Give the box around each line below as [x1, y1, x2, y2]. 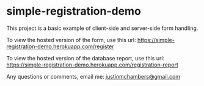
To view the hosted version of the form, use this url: [6, 36, 136, 43]
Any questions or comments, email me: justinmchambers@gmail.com [6, 73, 181, 80]
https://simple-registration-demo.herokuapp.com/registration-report [6, 61, 179, 68]
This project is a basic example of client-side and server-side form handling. [6, 24, 199, 32]
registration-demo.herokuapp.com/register [6, 43, 114, 50]
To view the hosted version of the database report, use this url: [6, 54, 165, 62]
